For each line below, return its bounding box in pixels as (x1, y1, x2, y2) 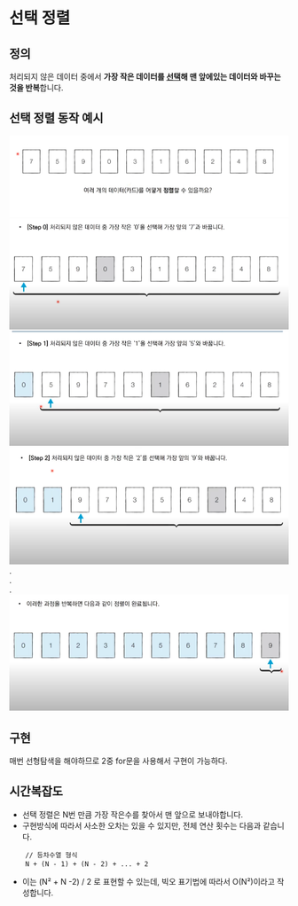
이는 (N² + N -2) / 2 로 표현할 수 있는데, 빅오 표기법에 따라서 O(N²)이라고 (21, 876, 275, 886)
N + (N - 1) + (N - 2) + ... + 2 (25, 859, 149, 869)
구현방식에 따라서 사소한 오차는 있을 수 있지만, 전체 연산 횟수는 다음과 (21, 820, 262, 831)
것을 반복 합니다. (9, 82, 64, 93)
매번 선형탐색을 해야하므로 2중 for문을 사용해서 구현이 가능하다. (9, 755, 228, 766)
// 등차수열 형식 (25, 850, 78, 860)
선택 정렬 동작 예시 (9, 111, 104, 126)
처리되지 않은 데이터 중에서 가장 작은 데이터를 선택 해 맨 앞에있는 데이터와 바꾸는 (9, 72, 281, 82)
